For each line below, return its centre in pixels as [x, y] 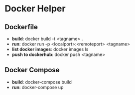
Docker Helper [35, 9]
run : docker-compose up [38, 87]
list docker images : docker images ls [50, 49]
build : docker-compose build [42, 82]
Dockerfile [21, 27]
